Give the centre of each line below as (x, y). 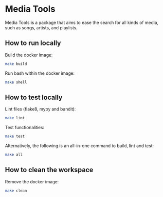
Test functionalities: (25, 128)
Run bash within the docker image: (40, 73)
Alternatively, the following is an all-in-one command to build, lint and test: (80, 146)
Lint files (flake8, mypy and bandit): (41, 109)
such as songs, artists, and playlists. (41, 27)
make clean (16, 191)
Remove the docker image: (32, 181)
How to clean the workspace (49, 170)
